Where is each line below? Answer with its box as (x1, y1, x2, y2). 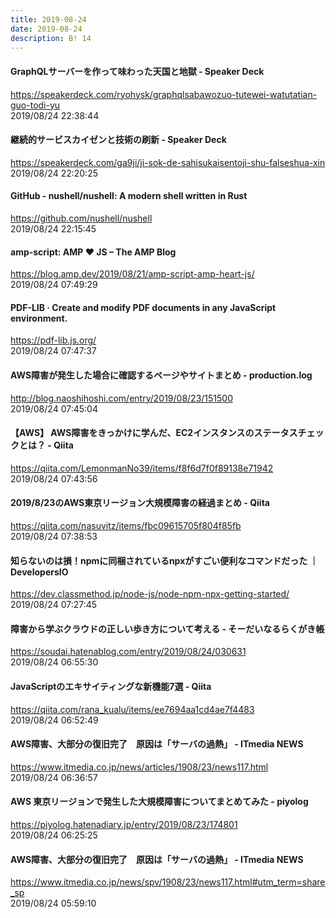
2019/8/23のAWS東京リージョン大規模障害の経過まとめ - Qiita (10, 497, 270, 509)
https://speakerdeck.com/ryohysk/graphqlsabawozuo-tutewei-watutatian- (10, 88, 318, 100)
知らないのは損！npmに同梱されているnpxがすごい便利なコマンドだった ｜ (10, 554, 319, 566)
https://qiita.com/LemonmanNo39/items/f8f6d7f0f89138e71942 (10, 462, 274, 474)
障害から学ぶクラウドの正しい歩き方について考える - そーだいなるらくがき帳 (10, 622, 325, 635)
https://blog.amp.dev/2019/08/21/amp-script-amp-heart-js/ (10, 268, 255, 280)
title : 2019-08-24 (10, 14, 87, 25)
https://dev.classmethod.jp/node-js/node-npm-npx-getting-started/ (10, 588, 290, 600)
